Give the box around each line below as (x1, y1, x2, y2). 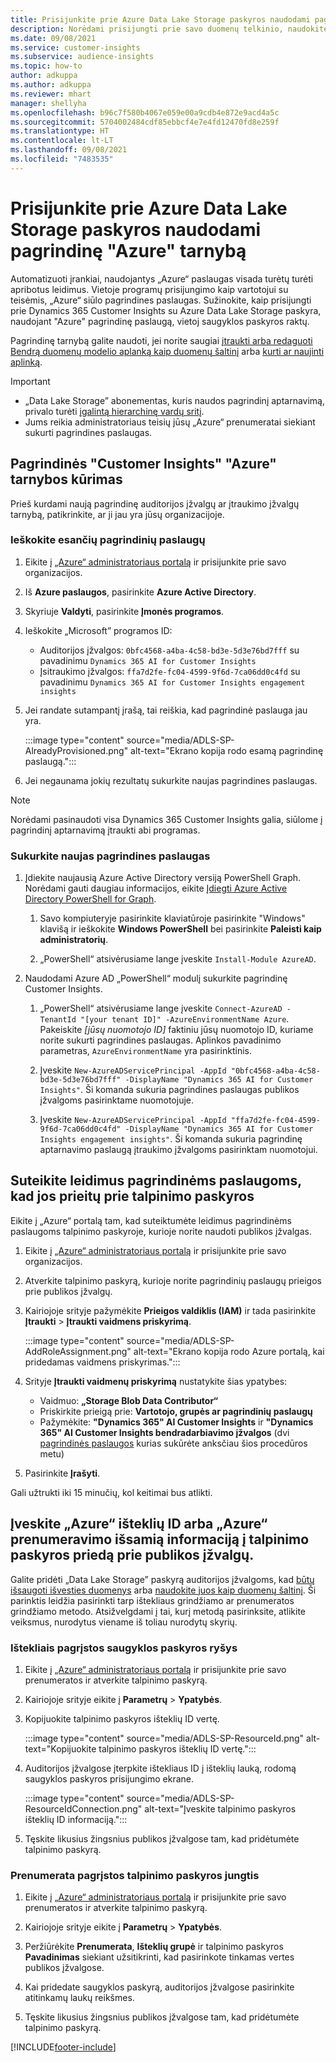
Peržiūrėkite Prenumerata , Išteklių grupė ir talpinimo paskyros (24, 1941, 284, 1953)
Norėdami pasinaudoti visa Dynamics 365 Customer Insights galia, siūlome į (10, 813, 323, 825)
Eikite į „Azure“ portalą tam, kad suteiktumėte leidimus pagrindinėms (10, 1214, 292, 1226)
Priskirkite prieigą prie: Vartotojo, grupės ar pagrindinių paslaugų (39, 1405, 313, 1417)
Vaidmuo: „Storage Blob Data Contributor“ (39, 1394, 219, 1406)
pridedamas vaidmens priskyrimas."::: (24, 1356, 181, 1368)
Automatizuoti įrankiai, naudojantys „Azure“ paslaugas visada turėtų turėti (10, 272, 314, 285)
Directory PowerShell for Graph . (24, 893, 157, 905)
